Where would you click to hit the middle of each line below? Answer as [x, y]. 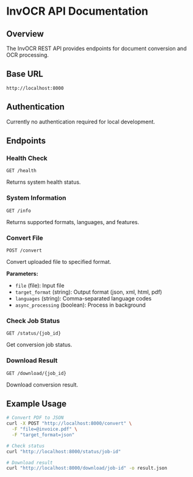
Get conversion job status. [39, 345]
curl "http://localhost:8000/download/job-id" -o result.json [87, 468]
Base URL [25, 74]
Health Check [27, 158]
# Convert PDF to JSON [35, 418]
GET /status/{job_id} [34, 333]
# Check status [26, 446]
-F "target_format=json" [43, 435]
